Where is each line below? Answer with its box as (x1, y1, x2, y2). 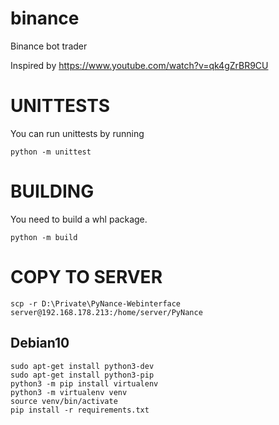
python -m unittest (10, 147, 92, 157)
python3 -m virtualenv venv (10, 387, 128, 397)
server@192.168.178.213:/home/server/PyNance (10, 307, 203, 317)
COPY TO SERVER (10, 266, 163, 288)
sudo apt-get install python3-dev (10, 361, 155, 371)
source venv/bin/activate (10, 396, 118, 406)
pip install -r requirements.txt (10, 405, 150, 415)
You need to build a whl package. (10, 213, 148, 225)
